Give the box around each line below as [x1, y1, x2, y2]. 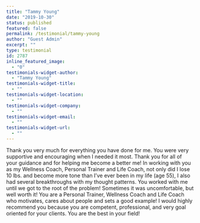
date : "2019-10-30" [6, 14, 55, 20]
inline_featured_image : [6, 58, 65, 64]
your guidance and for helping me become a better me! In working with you [6, 159, 192, 167]
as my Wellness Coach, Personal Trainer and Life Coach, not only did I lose [6, 165, 190, 172]
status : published [6, 20, 52, 26]
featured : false [6, 25, 46, 32]
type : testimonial [6, 48, 52, 54]
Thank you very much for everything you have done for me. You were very [6, 146, 189, 153]
